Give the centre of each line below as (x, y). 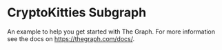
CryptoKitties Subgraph (77, 13)
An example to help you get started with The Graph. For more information (111, 32)
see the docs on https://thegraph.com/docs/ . (71, 38)
